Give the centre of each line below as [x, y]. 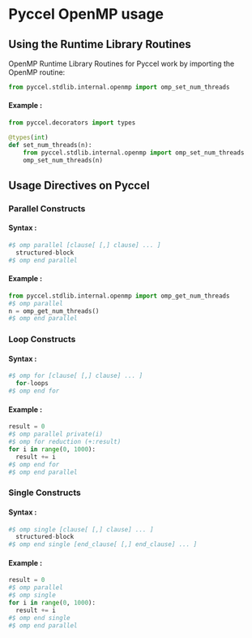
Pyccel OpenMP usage [86, 14]
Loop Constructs [42, 340]
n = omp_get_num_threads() [54, 311]
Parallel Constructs [47, 208]
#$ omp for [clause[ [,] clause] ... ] [76, 376]
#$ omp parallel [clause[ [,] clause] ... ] [85, 245]
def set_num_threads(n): [50, 145]
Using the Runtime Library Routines [100, 44]
